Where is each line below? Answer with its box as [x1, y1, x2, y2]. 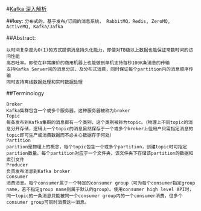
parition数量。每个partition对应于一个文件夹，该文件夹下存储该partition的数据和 [6, 150, 194, 156]
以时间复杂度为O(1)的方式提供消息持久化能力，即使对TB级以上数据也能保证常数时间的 [6, 47, 189, 53]
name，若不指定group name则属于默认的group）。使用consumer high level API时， [6, 186, 194, 192]
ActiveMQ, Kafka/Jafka [6, 24, 63, 30]
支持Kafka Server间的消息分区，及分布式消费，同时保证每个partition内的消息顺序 [6, 66, 189, 72]
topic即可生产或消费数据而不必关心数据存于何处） [6, 132, 115, 138]
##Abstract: [6, 34, 36, 41]
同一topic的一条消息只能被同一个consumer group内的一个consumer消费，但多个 [6, 193, 183, 199]
